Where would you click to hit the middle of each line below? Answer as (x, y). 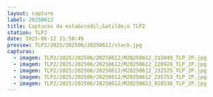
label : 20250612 (30, 20)
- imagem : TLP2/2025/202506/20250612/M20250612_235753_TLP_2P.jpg (110, 77)
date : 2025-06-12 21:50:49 (46, 39)
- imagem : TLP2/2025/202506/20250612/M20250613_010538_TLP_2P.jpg (110, 83)
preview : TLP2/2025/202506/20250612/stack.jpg (75, 45)
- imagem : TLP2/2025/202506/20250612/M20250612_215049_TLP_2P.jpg (110, 58)
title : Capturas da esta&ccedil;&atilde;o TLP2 (76, 26)
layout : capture (30, 13)
